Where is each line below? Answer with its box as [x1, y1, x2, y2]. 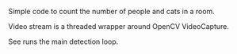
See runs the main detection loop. [8, 37, 119, 46]
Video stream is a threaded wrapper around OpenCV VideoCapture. [8, 22, 230, 31]
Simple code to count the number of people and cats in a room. [8, 7, 216, 16]
